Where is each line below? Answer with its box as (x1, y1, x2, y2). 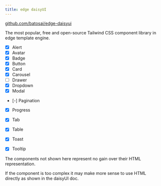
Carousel (12, 71, 31, 77)
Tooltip (12, 146, 26, 152)
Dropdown (12, 83, 33, 89)
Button (12, 61, 26, 66)
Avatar (12, 49, 25, 56)
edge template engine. (5, 35, 50, 41)
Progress (12, 107, 31, 113)
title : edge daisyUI (5, 7, 47, 12)
